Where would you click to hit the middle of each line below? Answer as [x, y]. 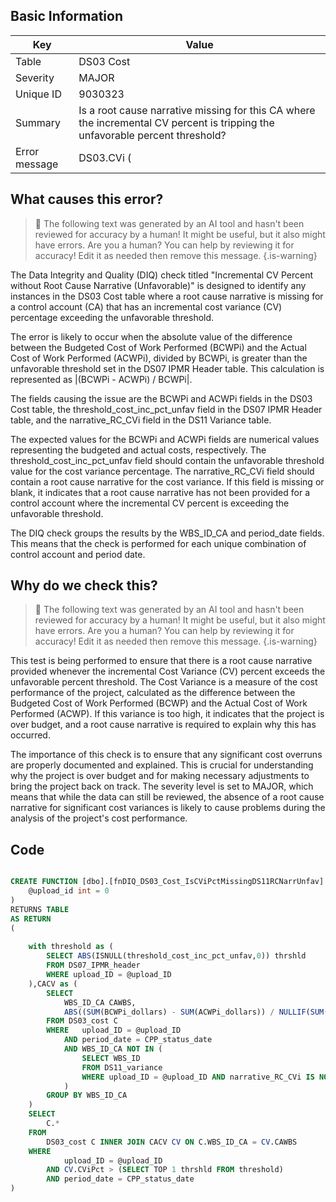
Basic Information [67, 16]
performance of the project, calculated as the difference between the [153, 693]
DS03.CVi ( [105, 157]
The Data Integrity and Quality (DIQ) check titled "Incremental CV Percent [162, 275]
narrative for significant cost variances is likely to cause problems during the [168, 808]
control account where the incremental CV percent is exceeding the [150, 503]
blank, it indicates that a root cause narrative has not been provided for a [160, 492]
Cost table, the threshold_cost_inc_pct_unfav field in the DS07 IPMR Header [166, 409]
